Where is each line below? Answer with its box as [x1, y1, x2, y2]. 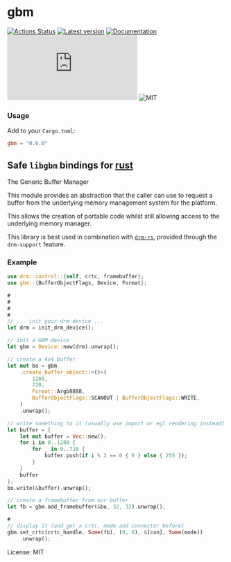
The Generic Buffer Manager [7, 178, 89, 186]
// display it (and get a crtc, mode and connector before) [7, 522, 185, 529]
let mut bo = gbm [7, 362, 58, 369]
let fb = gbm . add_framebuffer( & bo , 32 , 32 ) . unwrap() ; [7, 504, 166, 511]
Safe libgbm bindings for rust [7, 159, 134, 171]
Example [7, 257, 37, 267]
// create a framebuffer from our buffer [7, 497, 129, 504]
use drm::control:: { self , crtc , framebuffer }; [7, 273, 144, 280]
